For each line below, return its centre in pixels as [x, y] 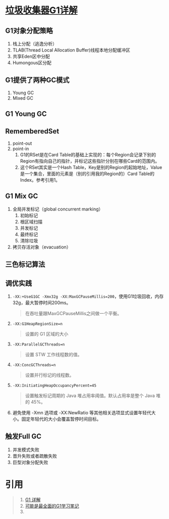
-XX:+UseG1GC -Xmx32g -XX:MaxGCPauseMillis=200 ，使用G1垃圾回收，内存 [88, 296]
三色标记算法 [25, 264]
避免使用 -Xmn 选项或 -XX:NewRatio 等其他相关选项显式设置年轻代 [82, 413]
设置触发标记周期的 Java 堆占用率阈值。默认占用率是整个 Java [90, 396]
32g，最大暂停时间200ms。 [42, 303]
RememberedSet [32, 131]
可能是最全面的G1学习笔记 [52, 506]
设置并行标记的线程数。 [49, 375]
